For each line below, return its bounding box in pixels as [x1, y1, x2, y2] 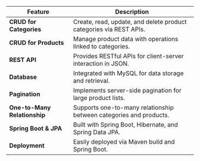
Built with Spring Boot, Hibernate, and [73, 120, 179, 129]
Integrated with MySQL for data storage [73, 69, 184, 77]
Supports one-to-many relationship [73, 104, 174, 112]
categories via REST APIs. [73, 25, 146, 33]
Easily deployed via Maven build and [73, 138, 175, 145]
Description [115, 8, 149, 16]
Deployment [9, 141, 45, 150]
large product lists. [73, 94, 126, 102]
